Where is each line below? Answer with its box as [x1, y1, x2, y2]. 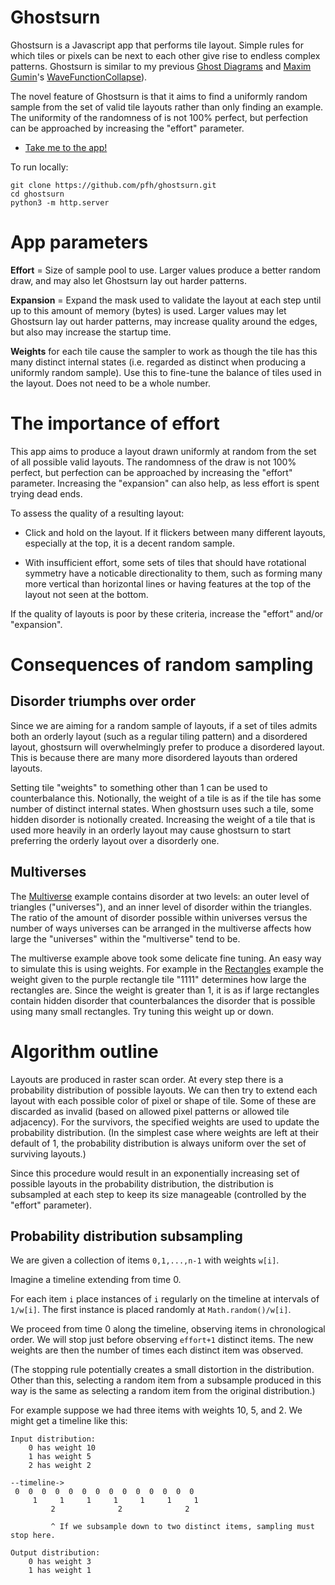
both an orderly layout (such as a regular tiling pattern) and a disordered [10, 730, 308, 742]
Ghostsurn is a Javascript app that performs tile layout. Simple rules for [10, 39, 304, 51]
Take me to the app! [24, 141, 108, 153]
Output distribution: [10, 1548, 101, 1558]
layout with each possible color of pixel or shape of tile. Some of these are [10, 1094, 317, 1106]
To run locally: [10, 161, 69, 173]
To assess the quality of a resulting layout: [10, 507, 185, 519]
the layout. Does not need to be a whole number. [10, 377, 211, 389]
